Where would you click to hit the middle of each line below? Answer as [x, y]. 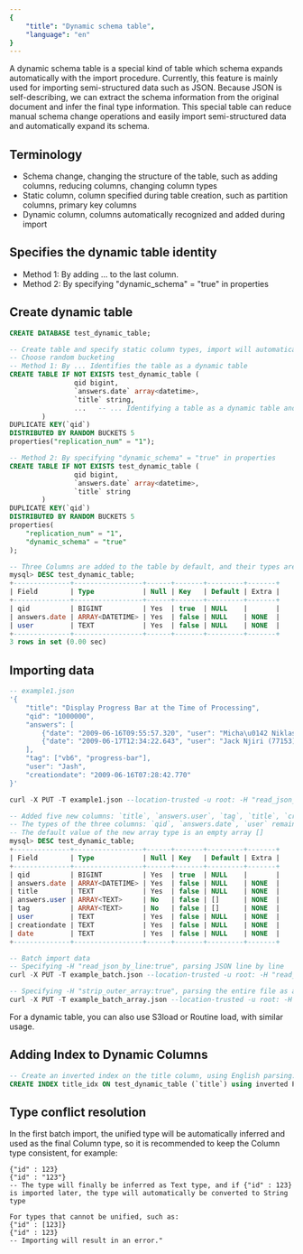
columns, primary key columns [79, 205]
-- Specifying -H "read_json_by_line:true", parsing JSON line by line [147, 967]
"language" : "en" [58, 34]
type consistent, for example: [64, 1153]
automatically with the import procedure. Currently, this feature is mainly [144, 79]
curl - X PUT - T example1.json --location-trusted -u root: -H [129, 800]
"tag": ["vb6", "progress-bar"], [88, 758]
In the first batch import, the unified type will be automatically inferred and [147, 1134]
